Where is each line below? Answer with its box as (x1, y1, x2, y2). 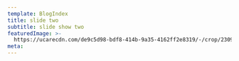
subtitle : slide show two (7, 23, 84, 30)
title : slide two (7, 17, 59, 24)
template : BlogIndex (7, 10, 69, 18)
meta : (7, 43, 23, 50)
